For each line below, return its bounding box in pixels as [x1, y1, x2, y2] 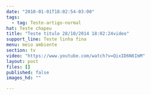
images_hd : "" [6, 75, 42, 81]
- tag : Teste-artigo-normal [11, 20, 82, 26]
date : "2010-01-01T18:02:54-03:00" [6, 8, 95, 15]
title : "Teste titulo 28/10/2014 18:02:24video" [6, 31, 130, 37]
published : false [6, 69, 50, 75]
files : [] [6, 64, 31, 70]
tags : [6, 14, 20, 20]
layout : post [6, 58, 39, 64]
